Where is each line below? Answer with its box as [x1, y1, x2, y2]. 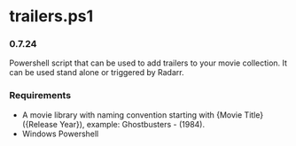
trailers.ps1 [9, 6, 94, 27]
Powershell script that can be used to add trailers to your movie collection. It [9, 58, 288, 68]
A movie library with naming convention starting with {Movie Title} [21, 109, 264, 120]
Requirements [9, 89, 72, 102]
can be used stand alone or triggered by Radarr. [9, 67, 184, 78]
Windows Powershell [21, 128, 99, 139]
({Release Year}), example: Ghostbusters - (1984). [21, 119, 206, 129]
